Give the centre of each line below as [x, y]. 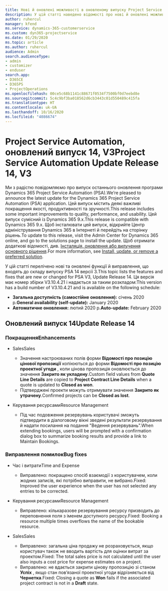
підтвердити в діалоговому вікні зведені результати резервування [91, 420]
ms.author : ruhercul [27, 47]
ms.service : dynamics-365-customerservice [50, 29]
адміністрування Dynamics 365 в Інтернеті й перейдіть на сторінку [76, 230]
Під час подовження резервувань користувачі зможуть [79, 415]
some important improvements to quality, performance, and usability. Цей [81, 214]
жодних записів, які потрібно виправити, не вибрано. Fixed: [83, 480]
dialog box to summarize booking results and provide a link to [83, 436]
